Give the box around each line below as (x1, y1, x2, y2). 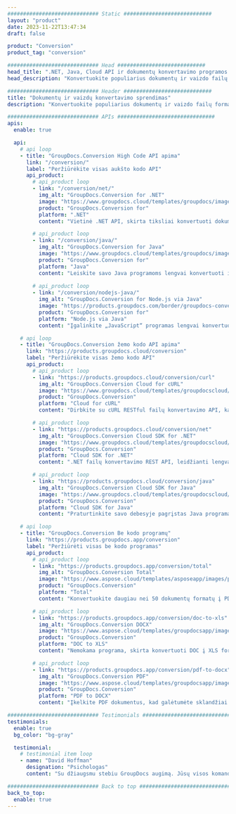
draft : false (7, 30, 46, 37)
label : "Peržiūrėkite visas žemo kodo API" (25, 355, 156, 362)
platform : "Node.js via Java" (38, 315, 128, 322)
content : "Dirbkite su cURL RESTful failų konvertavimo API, (38, 407, 221, 414)
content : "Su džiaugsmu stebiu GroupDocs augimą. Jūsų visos (25, 770, 209, 777)
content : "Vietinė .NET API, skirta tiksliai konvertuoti (38, 217, 212, 225)
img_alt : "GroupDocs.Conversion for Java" (38, 243, 165, 250)
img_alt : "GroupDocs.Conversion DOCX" (38, 621, 152, 628)
